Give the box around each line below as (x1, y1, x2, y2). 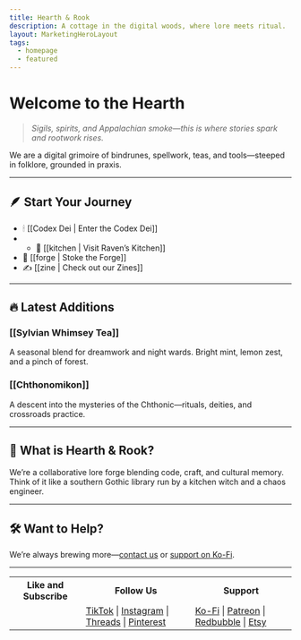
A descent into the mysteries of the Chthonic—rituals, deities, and (9, 399, 253, 410)
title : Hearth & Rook (9, 13, 90, 22)
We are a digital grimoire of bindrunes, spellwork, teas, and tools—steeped (9, 149, 285, 160)
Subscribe (22, 590, 68, 602)
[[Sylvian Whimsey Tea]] (9, 327, 119, 339)
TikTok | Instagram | (85, 605, 169, 618)
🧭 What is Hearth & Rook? (9, 443, 155, 458)
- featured (17, 55, 58, 64)
